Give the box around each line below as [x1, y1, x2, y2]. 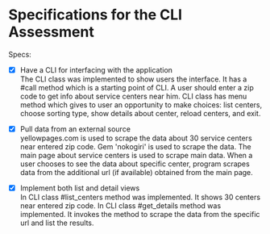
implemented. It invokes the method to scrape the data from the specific [19, 210, 260, 219]
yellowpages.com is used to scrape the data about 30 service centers [19, 133, 252, 143]
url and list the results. [19, 218, 94, 228]
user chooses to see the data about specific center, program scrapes [19, 159, 250, 169]
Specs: [8, 49, 32, 59]
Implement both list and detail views [19, 183, 140, 193]
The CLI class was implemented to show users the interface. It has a [19, 74, 247, 84]
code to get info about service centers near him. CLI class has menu [19, 91, 247, 101]
